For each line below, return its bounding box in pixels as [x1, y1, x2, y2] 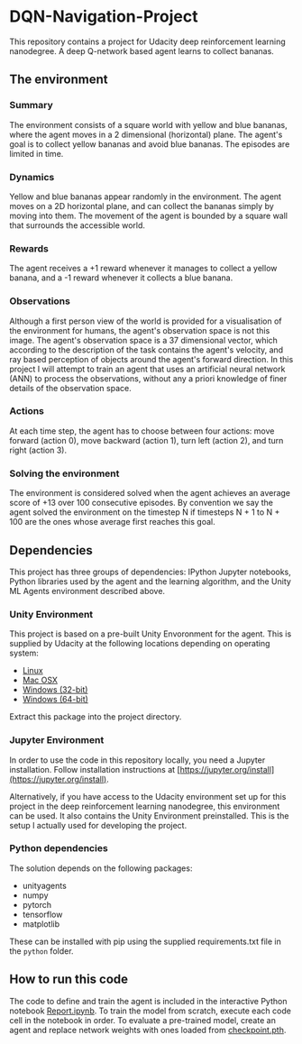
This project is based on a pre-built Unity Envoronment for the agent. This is [9, 628, 292, 639]
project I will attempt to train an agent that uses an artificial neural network [9, 363, 286, 374]
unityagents [22, 880, 68, 891]
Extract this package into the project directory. [9, 711, 182, 722]
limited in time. [9, 148, 64, 159]
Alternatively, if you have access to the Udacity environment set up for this [9, 791, 287, 801]
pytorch [22, 899, 52, 910]
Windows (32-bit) [22, 684, 88, 695]
